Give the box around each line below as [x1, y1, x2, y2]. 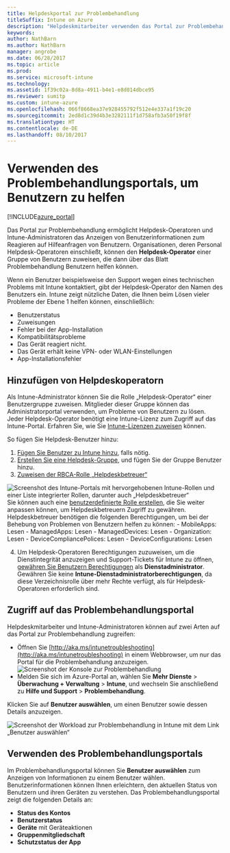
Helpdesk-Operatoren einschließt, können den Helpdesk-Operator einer [7, 248, 212, 256]
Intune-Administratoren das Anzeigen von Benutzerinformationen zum [7, 233, 205, 242]
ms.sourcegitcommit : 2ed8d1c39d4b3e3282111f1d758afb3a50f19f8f [7, 112, 192, 119]
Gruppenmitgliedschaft [16, 830, 86, 839]
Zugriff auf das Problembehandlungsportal [7, 605, 194, 616]
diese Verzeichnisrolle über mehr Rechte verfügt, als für [16, 577, 175, 585]
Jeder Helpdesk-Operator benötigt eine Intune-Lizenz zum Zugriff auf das [7, 414, 216, 423]
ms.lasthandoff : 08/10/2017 [7, 131, 88, 138]
